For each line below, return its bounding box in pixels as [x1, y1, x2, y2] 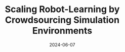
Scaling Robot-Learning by [5, 4, 120, 15]
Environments [32, 25, 93, 36]
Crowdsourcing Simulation [5, 14, 120, 26]
